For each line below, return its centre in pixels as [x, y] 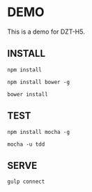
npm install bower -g [39, 82]
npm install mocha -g [39, 132]
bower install [28, 94]
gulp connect [26, 182]
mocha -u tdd [26, 144]
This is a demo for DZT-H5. [46, 32]
